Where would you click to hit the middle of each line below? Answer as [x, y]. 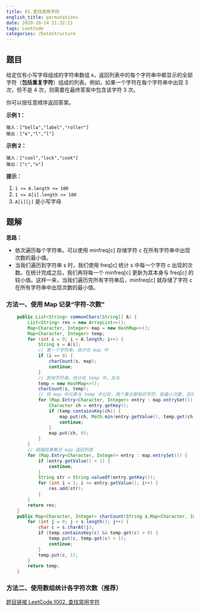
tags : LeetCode [25, 28]
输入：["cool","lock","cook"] [42, 158]
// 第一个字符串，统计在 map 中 [73, 350]
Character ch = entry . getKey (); [89, 406]
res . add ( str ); [66, 489]
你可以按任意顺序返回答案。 [40, 102]
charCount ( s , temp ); [63, 389]
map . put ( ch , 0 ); [69, 433]
